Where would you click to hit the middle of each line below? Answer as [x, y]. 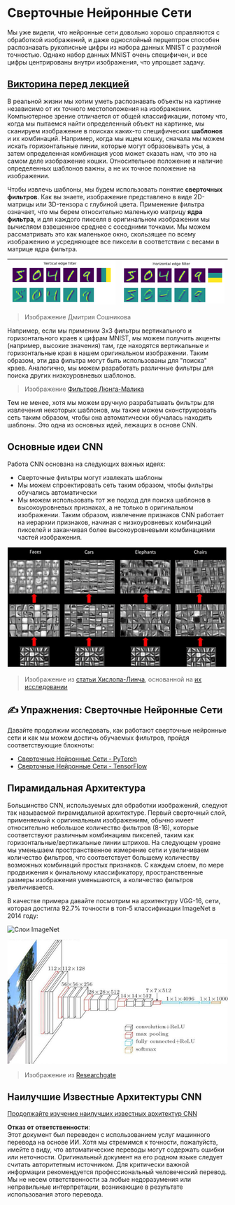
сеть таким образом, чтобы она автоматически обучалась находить [110, 418]
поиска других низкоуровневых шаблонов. [72, 375]
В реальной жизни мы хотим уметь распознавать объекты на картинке [114, 101]
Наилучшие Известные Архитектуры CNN [105, 1097]
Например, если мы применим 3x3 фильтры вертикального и [100, 331]
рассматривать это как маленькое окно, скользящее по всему [101, 234]
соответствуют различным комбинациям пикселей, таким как [101, 835]
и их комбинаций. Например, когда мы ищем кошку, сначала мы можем [116, 138]
